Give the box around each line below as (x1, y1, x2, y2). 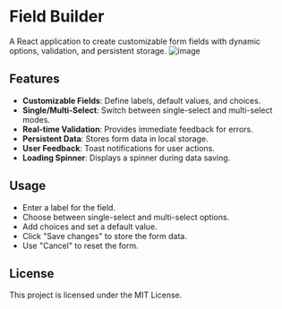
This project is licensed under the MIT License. (9, 289, 183, 301)
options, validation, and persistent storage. (9, 45, 167, 56)
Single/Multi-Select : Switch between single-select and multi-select (21, 105, 273, 116)
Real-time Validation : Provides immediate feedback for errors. (21, 124, 253, 134)
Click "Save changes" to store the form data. (21, 230, 188, 241)
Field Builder (9, 6, 105, 27)
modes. (21, 114, 51, 124)
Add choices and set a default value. (21, 221, 158, 232)
